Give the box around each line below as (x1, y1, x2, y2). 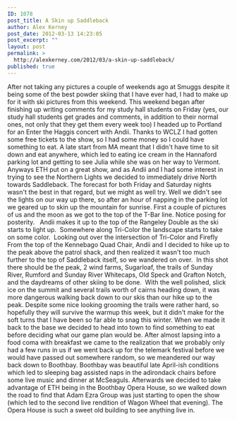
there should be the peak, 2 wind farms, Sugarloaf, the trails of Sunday (7, 263, 213, 271)
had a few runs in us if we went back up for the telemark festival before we (7, 345, 225, 354)
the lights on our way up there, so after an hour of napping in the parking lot (7, 195, 228, 204)
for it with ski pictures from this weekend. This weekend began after (7, 97, 205, 106)
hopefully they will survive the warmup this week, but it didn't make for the (7, 308, 224, 316)
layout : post (7, 43, 46, 50)
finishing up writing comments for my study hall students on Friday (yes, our (7, 105, 229, 113)
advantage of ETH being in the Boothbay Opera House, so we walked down (7, 383, 227, 391)
